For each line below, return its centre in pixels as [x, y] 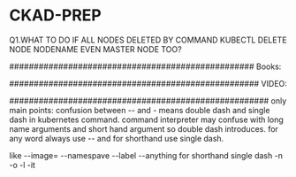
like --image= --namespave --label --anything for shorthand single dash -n [146, 155]
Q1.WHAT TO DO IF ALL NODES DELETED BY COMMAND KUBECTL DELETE [148, 40]
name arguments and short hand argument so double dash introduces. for [144, 128]
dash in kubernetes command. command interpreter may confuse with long [147, 119]
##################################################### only [148, 100]
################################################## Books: [145, 66]
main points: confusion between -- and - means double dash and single [140, 110]
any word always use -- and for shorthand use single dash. [117, 138]
